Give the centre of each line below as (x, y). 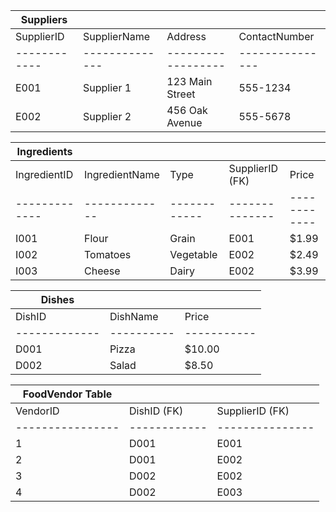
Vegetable (193, 254)
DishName (134, 316)
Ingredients (44, 151)
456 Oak (187, 110)
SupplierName (117, 36)
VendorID (37, 411)
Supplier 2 (107, 116)
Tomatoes (108, 254)
